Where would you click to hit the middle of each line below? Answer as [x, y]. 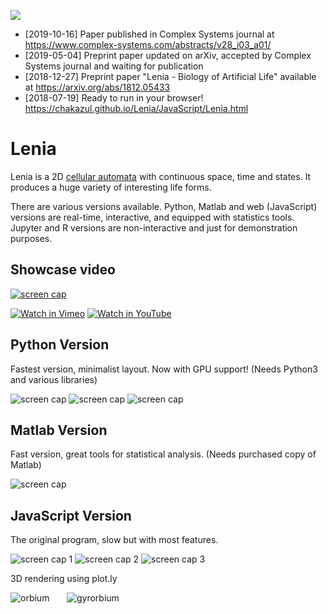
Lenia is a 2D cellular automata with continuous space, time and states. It [161, 176]
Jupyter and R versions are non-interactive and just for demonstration [154, 227]
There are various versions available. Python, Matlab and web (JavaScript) [164, 206]
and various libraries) [54, 379]
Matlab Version [59, 430]
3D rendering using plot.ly [64, 579]
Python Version [60, 345]
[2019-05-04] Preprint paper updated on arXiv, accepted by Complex [168, 55]
